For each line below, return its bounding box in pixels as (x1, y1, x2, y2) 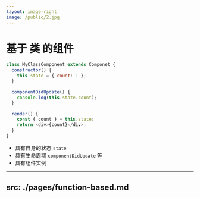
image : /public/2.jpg (6, 14, 60, 20)
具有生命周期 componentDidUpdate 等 (14, 152, 103, 159)
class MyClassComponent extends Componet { (6, 62, 116, 68)
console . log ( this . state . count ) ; (17, 95, 97, 100)
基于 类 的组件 (6, 42, 74, 55)
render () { (11, 111, 39, 117)
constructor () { (11, 67, 52, 73)
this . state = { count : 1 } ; (17, 73, 86, 79)
